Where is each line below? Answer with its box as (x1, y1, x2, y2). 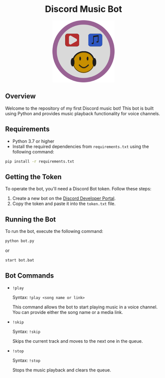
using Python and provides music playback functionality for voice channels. (5, 110, 161, 116)
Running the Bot (5, 215, 56, 224)
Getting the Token (5, 172, 62, 181)
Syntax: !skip (12, 328, 41, 334)
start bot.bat (5, 257, 35, 263)
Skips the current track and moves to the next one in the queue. (12, 338, 143, 344)
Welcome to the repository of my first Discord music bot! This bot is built (5, 105, 154, 111)
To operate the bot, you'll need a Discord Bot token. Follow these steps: (5, 186, 152, 192)
